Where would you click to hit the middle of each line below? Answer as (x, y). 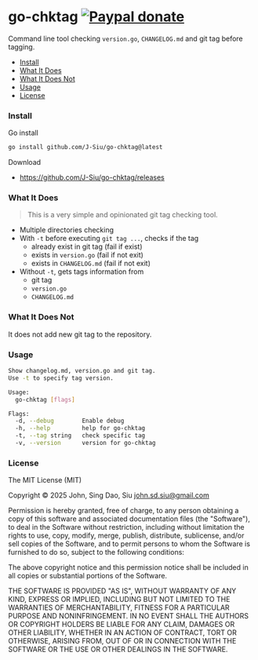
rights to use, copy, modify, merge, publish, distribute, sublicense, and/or (126, 536)
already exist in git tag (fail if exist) (87, 246)
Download (25, 162)
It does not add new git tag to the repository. (80, 334)
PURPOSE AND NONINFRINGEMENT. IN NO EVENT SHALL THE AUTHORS (129, 616)
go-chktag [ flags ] (45, 399)
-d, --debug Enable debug (70, 421)
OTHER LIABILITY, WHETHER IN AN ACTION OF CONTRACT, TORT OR (122, 633)
